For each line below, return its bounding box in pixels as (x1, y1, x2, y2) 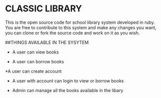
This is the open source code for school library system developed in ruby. (5, 19, 155, 25)
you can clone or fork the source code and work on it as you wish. (5, 30, 140, 36)
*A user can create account (5, 68, 62, 74)
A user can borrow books (12, 58, 64, 64)
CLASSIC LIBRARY (5, 3, 82, 14)
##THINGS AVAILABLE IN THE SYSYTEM (5, 39, 89, 45)
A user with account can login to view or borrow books (12, 78, 124, 84)
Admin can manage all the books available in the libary (12, 87, 123, 93)
